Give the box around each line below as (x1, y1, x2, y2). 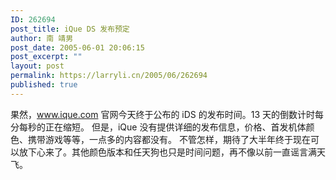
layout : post (10, 61, 65, 71)
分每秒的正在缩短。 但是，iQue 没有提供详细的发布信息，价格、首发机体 (10, 121, 307, 133)
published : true (10, 80, 78, 90)
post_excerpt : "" (10, 52, 83, 62)
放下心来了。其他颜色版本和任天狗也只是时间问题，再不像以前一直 (18, 146, 291, 158)
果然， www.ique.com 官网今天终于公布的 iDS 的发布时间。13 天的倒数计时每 (10, 108, 325, 120)
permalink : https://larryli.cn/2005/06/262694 (10, 71, 208, 81)
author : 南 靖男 (10, 33, 74, 43)
